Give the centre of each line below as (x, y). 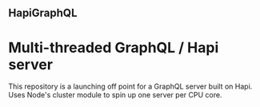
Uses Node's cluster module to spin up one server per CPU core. (115, 95)
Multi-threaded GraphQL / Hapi (114, 48)
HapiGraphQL (43, 13)
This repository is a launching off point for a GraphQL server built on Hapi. (130, 86)
